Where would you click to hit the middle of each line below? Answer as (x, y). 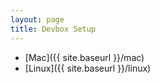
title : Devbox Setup (53, 29)
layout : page (37, 19)
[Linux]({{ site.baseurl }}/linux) (88, 68)
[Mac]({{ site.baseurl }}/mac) (84, 57)
